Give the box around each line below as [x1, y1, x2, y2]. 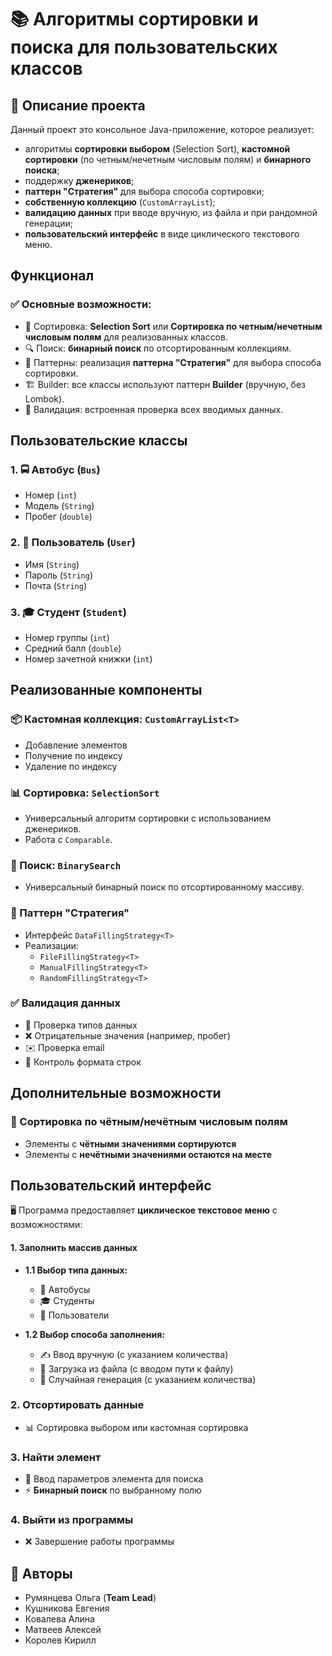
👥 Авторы [10, 1565, 73, 1582]
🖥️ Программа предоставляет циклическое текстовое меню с [10, 1204, 278, 1216]
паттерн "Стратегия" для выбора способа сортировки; [24, 186, 265, 197]
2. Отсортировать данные [10, 1398, 145, 1412]
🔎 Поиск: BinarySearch [10, 858, 122, 872]
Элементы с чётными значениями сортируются [24, 1137, 237, 1150]
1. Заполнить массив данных [10, 1241, 138, 1253]
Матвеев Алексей [24, 1624, 102, 1636]
